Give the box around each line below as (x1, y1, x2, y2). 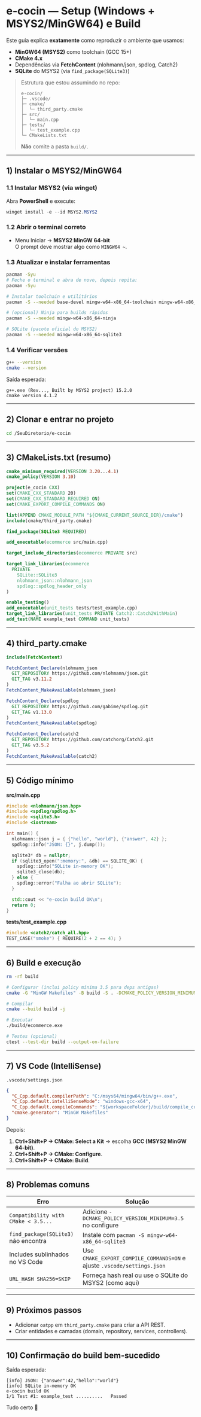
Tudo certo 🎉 (6, 1404, 38, 1411)
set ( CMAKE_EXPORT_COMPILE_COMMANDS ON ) (6, 501, 106, 507)
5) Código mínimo (6, 776, 74, 786)
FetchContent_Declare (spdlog (6, 698, 79, 704)
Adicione (83, 1207, 108, 1215)
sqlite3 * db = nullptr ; (11, 852, 71, 858)
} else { (11, 874, 33, 880)
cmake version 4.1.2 (6, 393, 58, 399)
